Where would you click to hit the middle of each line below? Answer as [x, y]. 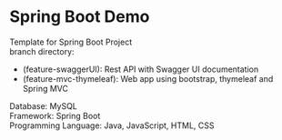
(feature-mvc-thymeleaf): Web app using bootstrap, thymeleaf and [148, 78]
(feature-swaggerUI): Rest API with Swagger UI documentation [141, 69]
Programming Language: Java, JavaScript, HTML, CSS [112, 125]
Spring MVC [45, 88]
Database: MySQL [43, 105]
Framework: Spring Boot [55, 115]
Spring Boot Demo [80, 17]
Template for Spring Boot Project [71, 42]
